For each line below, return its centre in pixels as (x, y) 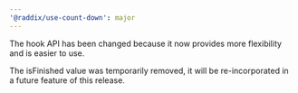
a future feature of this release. (67, 80)
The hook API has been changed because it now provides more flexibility (146, 43)
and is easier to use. (47, 53)
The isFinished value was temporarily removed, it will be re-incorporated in (149, 70)
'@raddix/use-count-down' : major (72, 18)
